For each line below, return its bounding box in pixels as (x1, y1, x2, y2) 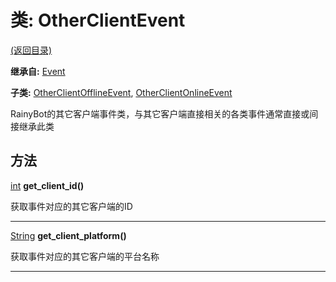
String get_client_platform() (10, 229, 127, 241)
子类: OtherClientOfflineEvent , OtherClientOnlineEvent (10, 86, 233, 98)
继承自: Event (10, 65, 66, 77)
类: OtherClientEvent (10, 9, 186, 32)
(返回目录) (10, 44, 53, 56)
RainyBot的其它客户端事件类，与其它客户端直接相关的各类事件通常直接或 (10, 107, 310, 120)
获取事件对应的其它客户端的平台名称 (10, 250, 160, 262)
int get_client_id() (10, 179, 85, 191)
